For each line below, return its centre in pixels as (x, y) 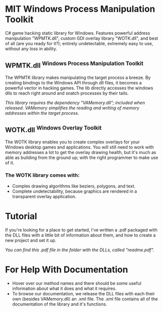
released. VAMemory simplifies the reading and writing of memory (72, 108)
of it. (10, 162)
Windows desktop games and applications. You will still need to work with (80, 147)
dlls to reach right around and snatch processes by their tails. (67, 93)
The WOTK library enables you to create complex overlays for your (72, 142)
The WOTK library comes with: (42, 175)
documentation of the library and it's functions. (59, 304)
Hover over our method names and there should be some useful (77, 283)
